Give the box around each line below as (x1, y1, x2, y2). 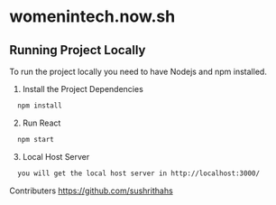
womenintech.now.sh (9, 6, 176, 27)
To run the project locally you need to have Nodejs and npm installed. (9, 66, 268, 77)
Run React (22, 117, 61, 128)
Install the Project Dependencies (22, 84, 144, 94)
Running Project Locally (9, 42, 146, 58)
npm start (17, 135, 54, 144)
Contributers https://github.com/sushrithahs (9, 185, 173, 196)
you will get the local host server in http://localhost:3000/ (17, 169, 260, 178)
